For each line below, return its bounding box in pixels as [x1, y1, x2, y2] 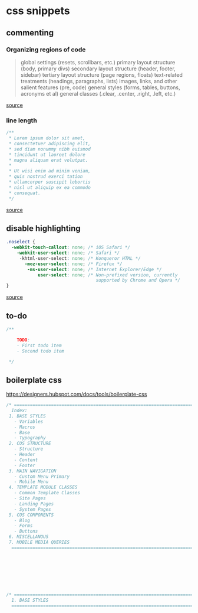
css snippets [6, 4, 70, 18]
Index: [11, 407, 28, 414]
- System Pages [14, 506, 51, 512]
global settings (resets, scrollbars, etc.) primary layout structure [20, 58, 176, 66]
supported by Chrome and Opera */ [95, 278, 181, 283]
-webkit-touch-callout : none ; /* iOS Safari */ [11, 244, 131, 250]
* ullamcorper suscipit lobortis [8, 179, 91, 185]
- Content [14, 457, 38, 463]
